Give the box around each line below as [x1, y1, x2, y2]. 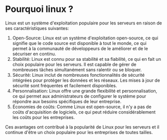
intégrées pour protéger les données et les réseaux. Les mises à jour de [12, 77, 161, 83]
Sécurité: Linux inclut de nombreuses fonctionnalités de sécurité [12, 72, 145, 78]
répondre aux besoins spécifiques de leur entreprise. [12, 98, 122, 104]
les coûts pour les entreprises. [12, 114, 75, 120]
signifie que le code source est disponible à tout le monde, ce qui [12, 40, 147, 46]
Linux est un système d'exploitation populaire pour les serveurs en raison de [5, 20, 162, 26]
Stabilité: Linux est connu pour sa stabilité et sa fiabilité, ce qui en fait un [12, 56, 161, 62]
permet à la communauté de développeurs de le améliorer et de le [12, 45, 148, 51]
